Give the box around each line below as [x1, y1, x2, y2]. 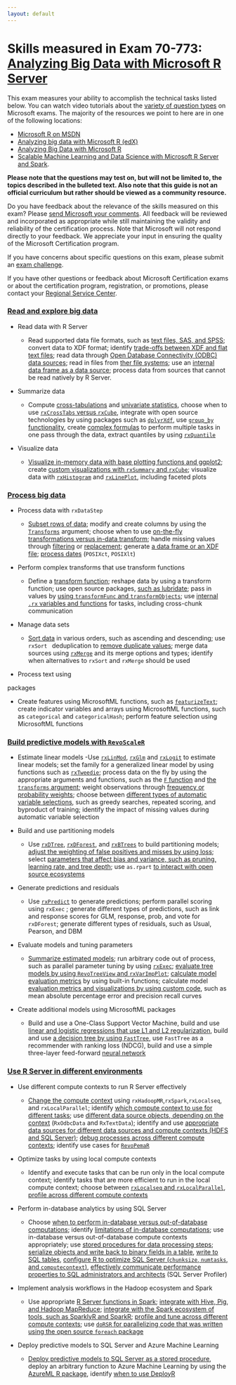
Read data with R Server [17, 322, 88, 330]
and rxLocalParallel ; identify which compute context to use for [27, 1103, 213, 1112]
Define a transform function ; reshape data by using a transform [27, 577, 211, 586]
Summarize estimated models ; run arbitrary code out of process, [27, 954, 216, 963]
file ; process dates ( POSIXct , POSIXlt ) [27, 550, 136, 558]
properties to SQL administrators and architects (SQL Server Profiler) [27, 1270, 228, 1278]
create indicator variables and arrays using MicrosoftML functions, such [17, 704, 226, 714]
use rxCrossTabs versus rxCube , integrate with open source [27, 408, 198, 416]
